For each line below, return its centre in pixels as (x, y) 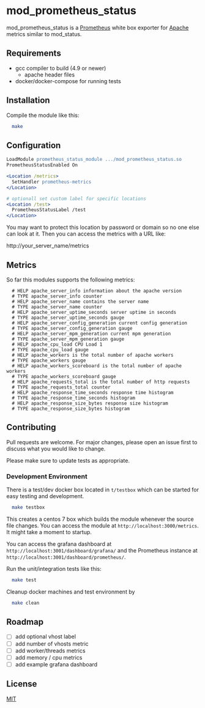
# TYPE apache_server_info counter (57, 296)
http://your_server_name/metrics (48, 246)
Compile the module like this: (43, 115)
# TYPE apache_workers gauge (49, 360)
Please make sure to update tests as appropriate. (68, 460)
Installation (28, 101)
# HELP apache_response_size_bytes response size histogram (90, 403)
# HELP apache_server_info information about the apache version (97, 291)
